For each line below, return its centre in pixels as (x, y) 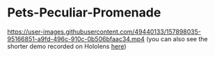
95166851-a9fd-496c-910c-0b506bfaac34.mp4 (76, 38)
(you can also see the (177, 38)
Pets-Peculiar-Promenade (84, 13)
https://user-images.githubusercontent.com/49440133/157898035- (104, 32)
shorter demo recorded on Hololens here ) (67, 46)
